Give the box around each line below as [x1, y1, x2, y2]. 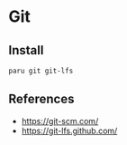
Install [8, 43, 44, 58]
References [8, 92, 75, 107]
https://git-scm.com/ [21, 115, 99, 126]
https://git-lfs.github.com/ [21, 125, 118, 136]
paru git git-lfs [8, 66, 74, 75]
